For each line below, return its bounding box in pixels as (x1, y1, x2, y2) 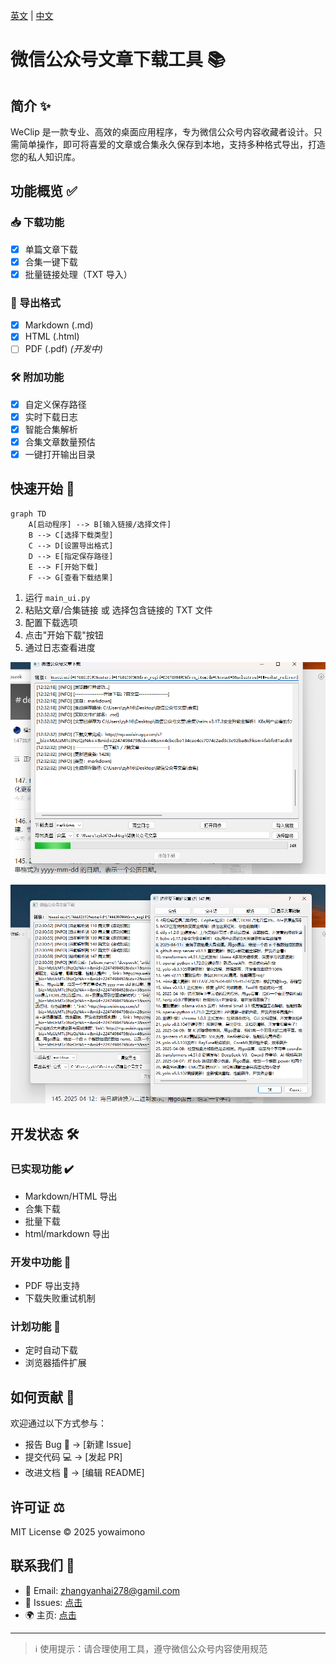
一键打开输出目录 (24, 448, 96, 460)
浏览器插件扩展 (24, 1357, 87, 1369)
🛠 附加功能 (10, 370, 65, 384)
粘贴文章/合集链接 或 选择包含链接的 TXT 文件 (24, 604, 213, 616)
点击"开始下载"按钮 (24, 629, 104, 641)
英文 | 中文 (10, 10, 54, 21)
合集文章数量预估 (24, 435, 96, 448)
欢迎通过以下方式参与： (10, 1417, 107, 1429)
